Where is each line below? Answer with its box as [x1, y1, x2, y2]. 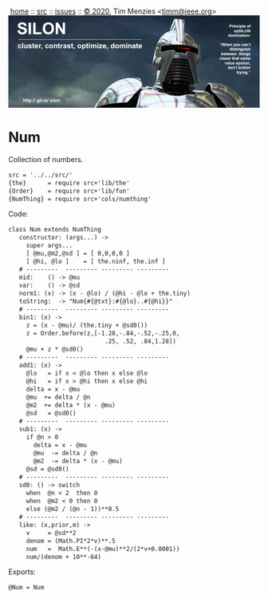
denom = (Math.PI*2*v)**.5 [26, 537, 116, 545]
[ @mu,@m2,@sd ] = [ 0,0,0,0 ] [26, 249, 130, 257]
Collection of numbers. [8, 154, 84, 164]
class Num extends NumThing [8, 225, 102, 233]
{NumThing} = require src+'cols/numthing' [8, 195, 152, 203]
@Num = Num [8, 583, 45, 591]
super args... [26, 241, 73, 249]
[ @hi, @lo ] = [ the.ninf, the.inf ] [26, 257, 166, 265]
